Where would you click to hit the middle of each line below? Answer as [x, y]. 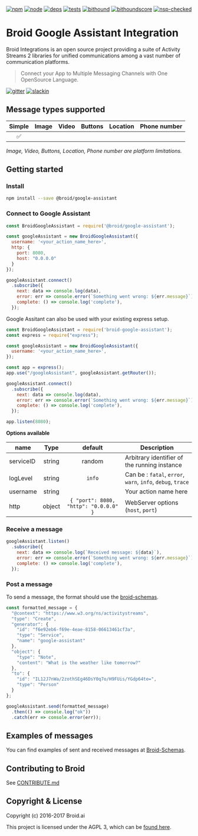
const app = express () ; [35, 367]
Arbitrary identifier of [154, 458]
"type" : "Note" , [37, 657]
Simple [19, 126]
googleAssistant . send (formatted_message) [58, 706]
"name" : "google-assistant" [51, 641]
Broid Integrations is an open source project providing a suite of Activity [93, 49]
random [93, 461]
